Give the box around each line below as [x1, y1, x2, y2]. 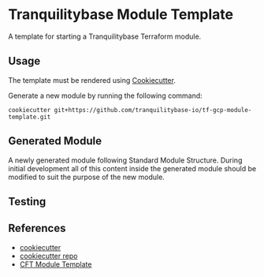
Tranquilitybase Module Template [8, 6, 234, 24]
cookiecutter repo [19, 251, 78, 260]
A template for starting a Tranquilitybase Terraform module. [8, 32, 202, 41]
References [8, 222, 66, 235]
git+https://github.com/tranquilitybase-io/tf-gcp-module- [54, 106, 252, 114]
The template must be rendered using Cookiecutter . [8, 75, 176, 84]
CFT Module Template [19, 259, 92, 269]
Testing [8, 195, 46, 208]
